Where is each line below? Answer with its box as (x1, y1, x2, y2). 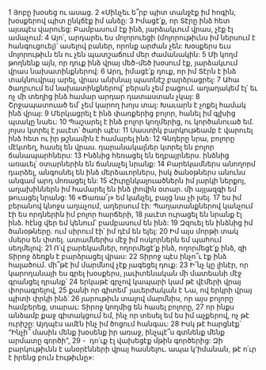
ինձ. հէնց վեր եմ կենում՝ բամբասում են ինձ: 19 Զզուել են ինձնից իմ (8, 218, 253, 227)
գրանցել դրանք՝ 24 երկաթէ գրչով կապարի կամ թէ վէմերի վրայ (8, 277, 241, 286)
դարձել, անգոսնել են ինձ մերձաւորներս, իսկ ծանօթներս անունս (8, 167, 246, 177)
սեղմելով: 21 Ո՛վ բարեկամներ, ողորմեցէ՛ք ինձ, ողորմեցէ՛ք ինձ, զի (8, 243, 247, 253)
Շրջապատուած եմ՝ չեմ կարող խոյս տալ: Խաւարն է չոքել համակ (8, 100, 246, 109)
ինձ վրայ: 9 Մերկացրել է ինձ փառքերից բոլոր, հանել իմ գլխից (8, 109, 236, 118)
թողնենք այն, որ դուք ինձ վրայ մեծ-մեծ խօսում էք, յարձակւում (8, 58, 238, 67)
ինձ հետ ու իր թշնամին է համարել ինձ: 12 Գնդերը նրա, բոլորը (8, 134, 235, 143)
